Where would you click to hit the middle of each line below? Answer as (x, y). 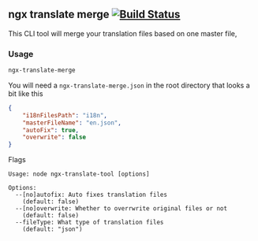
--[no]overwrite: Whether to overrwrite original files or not (121, 209)
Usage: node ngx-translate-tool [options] (79, 174)
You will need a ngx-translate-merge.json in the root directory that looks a (129, 85)
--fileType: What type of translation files (90, 222)
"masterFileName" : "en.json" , (72, 123)
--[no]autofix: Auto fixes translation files (92, 195)
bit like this (26, 93)
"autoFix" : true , (51, 130)
